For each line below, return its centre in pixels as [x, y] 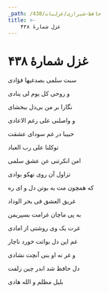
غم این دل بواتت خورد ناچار [43, 242]
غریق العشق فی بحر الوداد [42, 201]
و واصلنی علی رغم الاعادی [42, 120]
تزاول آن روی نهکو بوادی [39, 174]
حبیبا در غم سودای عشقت [41, 134]
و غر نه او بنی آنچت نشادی [42, 255]
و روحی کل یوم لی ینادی [39, 94]
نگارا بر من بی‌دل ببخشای [40, 107]
